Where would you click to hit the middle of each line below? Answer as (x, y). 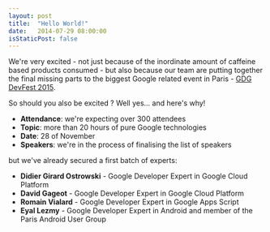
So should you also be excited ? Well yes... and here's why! (107, 103)
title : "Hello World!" (49, 24)
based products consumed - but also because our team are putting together (136, 71)
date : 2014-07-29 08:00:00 (58, 31)
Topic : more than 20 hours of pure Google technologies (113, 127)
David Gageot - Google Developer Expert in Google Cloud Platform (132, 193)
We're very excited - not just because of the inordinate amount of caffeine (132, 62)
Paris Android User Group (63, 219)
